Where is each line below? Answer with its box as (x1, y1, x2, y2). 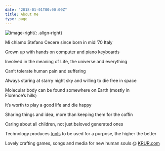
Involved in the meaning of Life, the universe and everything (5, 59, 127, 65)
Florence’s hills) (5, 92, 37, 99)
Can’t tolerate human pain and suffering (5, 68, 86, 74)
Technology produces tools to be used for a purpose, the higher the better (5, 131, 157, 137)
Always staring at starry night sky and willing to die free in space (5, 77, 137, 84)
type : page (5, 16, 28, 21)
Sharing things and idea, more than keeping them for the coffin (5, 112, 133, 117)
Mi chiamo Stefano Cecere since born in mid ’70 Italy (5, 39, 113, 45)
